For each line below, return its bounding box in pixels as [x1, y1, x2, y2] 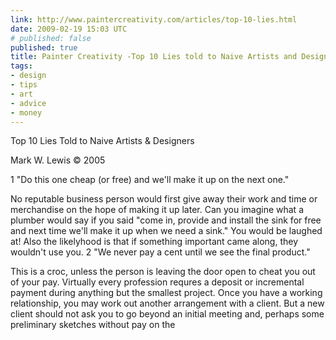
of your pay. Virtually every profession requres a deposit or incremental [10, 276, 305, 288]
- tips [10, 80, 38, 90]
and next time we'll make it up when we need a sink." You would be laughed [10, 225, 323, 237]
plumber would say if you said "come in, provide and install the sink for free [10, 214, 322, 226]
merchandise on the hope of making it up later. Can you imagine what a [10, 204, 304, 216]
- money [10, 107, 43, 118]
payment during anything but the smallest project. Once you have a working [10, 287, 323, 299]
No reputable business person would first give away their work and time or [10, 193, 318, 205]
